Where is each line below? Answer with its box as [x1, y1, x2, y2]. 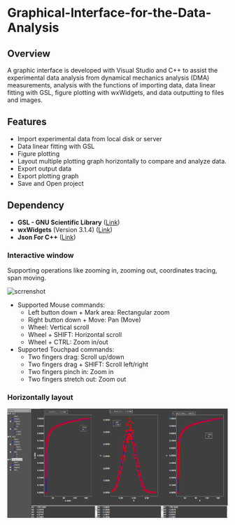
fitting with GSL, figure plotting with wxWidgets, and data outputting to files [7, 89, 225, 96]
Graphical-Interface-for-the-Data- [7, 5, 212, 21]
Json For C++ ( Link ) [17, 233, 76, 241]
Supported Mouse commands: [17, 301, 106, 309]
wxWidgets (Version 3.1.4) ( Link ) [17, 225, 113, 233]
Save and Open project [17, 179, 84, 187]
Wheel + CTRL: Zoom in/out [27, 338, 108, 346]
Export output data [17, 164, 72, 173]
